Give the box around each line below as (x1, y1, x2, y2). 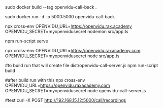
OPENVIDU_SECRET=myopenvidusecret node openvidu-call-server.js (5, 88, 146, 93)
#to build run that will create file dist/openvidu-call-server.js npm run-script (5, 63, 159, 68)
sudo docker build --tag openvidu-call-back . (5, 4, 97, 10)
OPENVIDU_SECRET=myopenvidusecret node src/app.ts (5, 53, 120, 59)
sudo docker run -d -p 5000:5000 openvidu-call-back (5, 14, 115, 19)
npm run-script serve (5, 38, 48, 44)
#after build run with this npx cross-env (5, 77, 85, 83)
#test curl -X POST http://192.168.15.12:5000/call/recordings (5, 97, 127, 103)
